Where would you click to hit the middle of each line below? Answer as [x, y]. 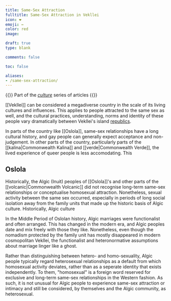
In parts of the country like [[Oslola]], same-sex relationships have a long [82, 131]
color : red [17, 29]
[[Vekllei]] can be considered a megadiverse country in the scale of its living [86, 105]
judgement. [17, 142]
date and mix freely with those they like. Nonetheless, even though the [79, 230]
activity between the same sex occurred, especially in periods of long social [85, 198]
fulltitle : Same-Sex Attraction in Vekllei [52, 15]
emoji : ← [15, 24]
